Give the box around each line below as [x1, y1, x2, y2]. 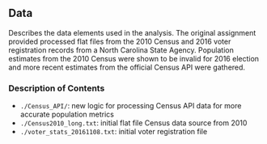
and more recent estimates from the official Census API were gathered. [8, 62, 245, 72]
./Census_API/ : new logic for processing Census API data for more [19, 101, 242, 111]
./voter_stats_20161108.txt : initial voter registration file [19, 127, 208, 137]
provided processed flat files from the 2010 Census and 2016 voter [8, 36, 231, 46]
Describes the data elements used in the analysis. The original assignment [8, 28, 256, 37]
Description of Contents [8, 83, 105, 94]
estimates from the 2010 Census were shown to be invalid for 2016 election [8, 53, 260, 63]
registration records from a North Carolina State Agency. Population [8, 44, 235, 55]
